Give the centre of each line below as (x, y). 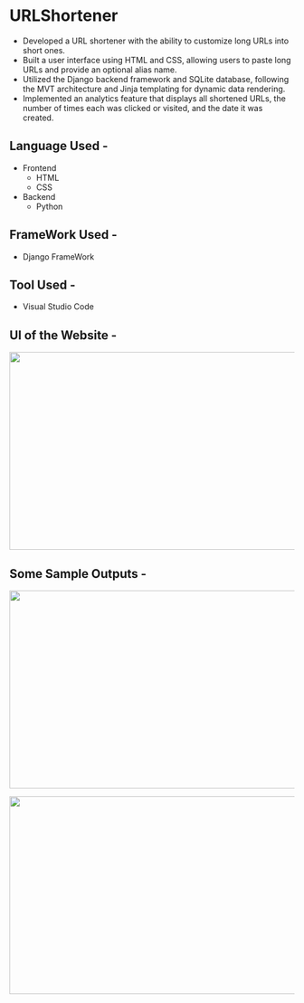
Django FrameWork (58, 256)
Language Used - (59, 146)
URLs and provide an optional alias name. (100, 70)
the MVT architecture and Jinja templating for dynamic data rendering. (154, 89)
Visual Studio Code (58, 307)
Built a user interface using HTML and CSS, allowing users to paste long (157, 60)
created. (38, 118)
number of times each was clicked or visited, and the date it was (142, 108)
